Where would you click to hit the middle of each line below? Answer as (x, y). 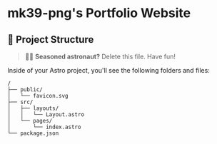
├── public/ (25, 90)
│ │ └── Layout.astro (46, 115)
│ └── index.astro (44, 127)
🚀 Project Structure (51, 40)
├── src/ (20, 102)
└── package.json (33, 133)
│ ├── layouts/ (33, 108)
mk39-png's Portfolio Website (99, 13)
